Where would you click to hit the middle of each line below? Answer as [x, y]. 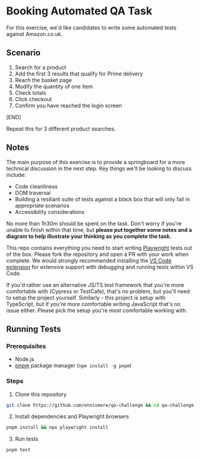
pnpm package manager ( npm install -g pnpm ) [73, 366]
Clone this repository [41, 394]
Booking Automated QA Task [79, 11]
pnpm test [19, 450]
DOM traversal [33, 192]
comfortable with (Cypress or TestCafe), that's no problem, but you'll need [98, 291]
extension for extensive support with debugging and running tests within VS [100, 267]
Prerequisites [26, 346]
